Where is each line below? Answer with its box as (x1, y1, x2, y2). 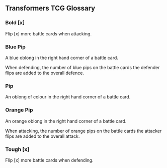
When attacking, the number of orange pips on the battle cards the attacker (5, 128, 162, 134)
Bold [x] (5, 19, 25, 26)
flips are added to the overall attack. (5, 133, 80, 139)
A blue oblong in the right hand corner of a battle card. (5, 54, 118, 61)
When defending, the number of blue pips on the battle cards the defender (5, 64, 160, 70)
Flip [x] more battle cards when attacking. (5, 30, 92, 37)
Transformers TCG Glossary (5, 4, 96, 13)
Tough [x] (5, 146, 30, 153)
